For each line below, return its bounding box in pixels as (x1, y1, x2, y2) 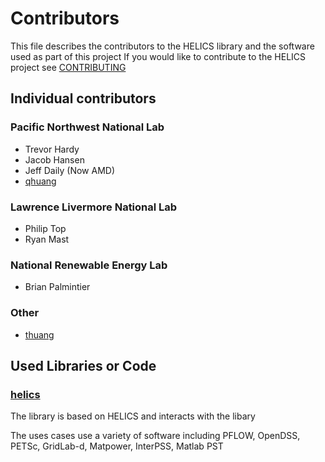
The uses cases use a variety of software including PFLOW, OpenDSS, (10, 430, 301, 442)
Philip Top (24, 222, 67, 234)
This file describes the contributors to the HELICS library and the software (10, 40, 315, 52)
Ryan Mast (24, 233, 70, 245)
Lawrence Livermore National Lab (10, 200, 178, 214)
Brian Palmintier (24, 281, 91, 293)
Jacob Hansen (24, 153, 85, 166)
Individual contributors (10, 90, 157, 107)
